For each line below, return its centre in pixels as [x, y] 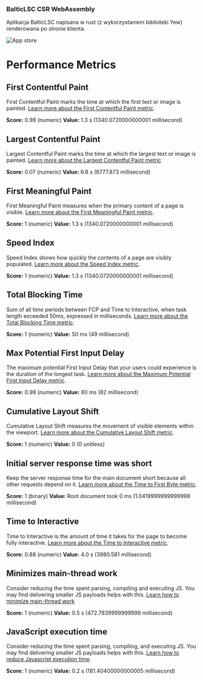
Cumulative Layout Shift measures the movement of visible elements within [100, 426]
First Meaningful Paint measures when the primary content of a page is [95, 206]
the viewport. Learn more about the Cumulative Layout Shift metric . [90, 433]
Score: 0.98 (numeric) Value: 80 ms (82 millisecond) [72, 392]
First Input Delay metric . [36, 380]
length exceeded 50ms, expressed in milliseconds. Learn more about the [97, 316]
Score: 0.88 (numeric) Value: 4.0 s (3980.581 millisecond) [79, 554]
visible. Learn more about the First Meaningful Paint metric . [80, 212]
